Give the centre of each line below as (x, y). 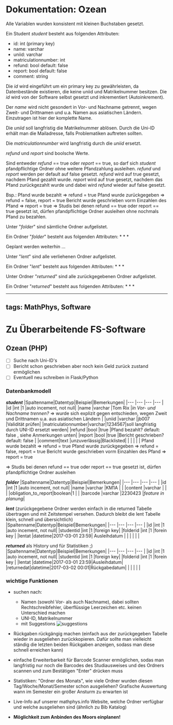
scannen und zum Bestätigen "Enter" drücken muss (68, 671)
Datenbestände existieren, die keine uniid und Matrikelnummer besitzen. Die (86, 91)
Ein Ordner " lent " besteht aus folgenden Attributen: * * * (65, 266)
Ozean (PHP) (27, 348)
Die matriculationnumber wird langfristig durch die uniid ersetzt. (74, 143)
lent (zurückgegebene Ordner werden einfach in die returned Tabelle (79, 508)
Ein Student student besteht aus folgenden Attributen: (63, 33)
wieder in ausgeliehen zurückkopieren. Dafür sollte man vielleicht (82, 639)
